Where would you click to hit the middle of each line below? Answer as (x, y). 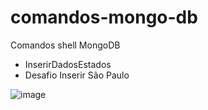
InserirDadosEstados (68, 64)
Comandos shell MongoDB (65, 45)
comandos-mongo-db (104, 17)
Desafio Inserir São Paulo (77, 75)
